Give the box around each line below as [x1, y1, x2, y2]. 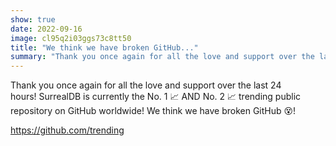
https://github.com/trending [10, 124, 125, 136]
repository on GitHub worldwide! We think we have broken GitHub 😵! [10, 105, 297, 117]
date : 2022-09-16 [10, 24, 83, 34]
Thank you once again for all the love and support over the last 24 [10, 79, 282, 91]
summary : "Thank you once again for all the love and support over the [10, 52, 315, 62]
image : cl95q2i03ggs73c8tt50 [10, 33, 132, 43]
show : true [10, 14, 56, 25]
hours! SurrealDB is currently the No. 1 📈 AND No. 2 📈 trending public [10, 91, 302, 103]
